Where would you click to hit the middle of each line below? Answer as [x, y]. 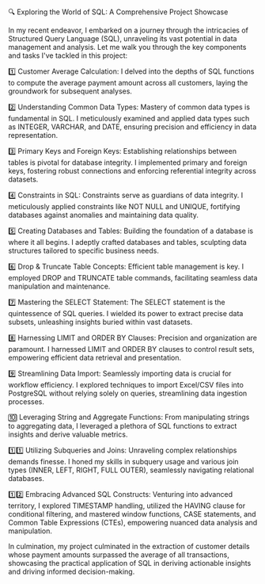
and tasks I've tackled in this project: [68, 55]
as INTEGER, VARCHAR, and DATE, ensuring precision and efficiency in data [132, 127]
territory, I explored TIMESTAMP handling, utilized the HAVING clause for [127, 506]
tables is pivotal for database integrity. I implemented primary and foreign [128, 162]
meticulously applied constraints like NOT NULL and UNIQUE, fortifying [124, 206]
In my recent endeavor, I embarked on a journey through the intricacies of [129, 30]
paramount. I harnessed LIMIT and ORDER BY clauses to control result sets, [131, 349]
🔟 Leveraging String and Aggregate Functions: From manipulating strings [129, 417]
